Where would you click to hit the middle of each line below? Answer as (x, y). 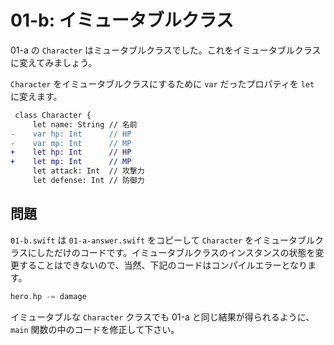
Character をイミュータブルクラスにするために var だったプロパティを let (162, 83)
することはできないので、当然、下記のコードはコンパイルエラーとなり (163, 265)
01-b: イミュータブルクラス (122, 20)
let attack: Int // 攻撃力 (88, 171)
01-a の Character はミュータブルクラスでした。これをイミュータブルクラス (166, 50)
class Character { (53, 115)
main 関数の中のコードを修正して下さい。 (95, 329)
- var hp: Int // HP (71, 134)
